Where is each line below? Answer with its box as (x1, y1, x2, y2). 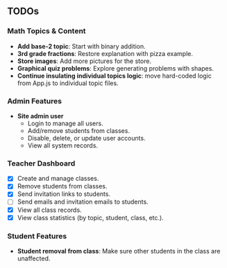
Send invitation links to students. (17, 190, 111, 198)
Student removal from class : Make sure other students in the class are (17, 247, 221, 255)
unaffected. (17, 254, 51, 262)
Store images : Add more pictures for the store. (17, 57, 151, 65)
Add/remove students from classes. (27, 126, 131, 134)
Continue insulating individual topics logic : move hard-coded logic (17, 71, 212, 80)
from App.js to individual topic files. (17, 79, 119, 87)
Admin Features (7, 96, 62, 106)
